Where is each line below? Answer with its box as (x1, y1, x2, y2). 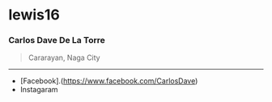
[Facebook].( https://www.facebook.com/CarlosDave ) (19, 76, 198, 86)
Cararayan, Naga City (28, 53, 100, 62)
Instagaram (19, 85, 58, 95)
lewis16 (8, 6, 61, 24)
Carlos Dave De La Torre (8, 35, 105, 46)
